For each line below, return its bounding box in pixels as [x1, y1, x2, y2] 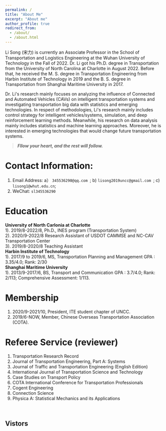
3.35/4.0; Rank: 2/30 [5, 259, 48, 265]
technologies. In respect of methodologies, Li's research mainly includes [5, 106, 154, 112]
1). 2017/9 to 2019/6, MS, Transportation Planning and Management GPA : [5, 254, 155, 259]
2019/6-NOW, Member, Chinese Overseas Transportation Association [12, 314, 155, 320]
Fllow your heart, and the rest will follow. [17, 143, 103, 149]
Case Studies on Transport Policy [12, 374, 81, 380]
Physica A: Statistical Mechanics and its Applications [12, 395, 120, 401]
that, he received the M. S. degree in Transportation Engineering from [5, 71, 147, 77]
